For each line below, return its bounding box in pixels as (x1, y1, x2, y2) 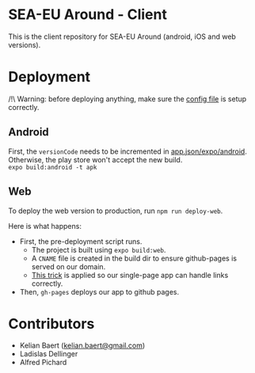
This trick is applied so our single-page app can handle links (31, 270, 229, 280)
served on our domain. (31, 261, 106, 271)
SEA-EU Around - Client (8, 6, 168, 24)
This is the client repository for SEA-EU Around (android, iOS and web (8, 32, 236, 41)
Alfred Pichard (19, 358, 67, 367)
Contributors (8, 314, 95, 333)
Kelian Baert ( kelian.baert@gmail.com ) (19, 341, 146, 350)
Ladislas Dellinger (19, 349, 78, 359)
